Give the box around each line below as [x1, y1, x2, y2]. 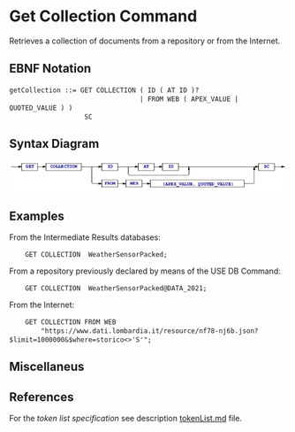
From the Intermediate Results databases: [9, 232, 161, 243]
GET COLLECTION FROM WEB [25, 318, 117, 327]
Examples [9, 208, 64, 223]
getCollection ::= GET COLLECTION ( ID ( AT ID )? [9, 86, 200, 95]
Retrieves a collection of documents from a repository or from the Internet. [9, 35, 281, 46]
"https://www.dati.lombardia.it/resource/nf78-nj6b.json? [41, 327, 259, 336]
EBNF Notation [9, 61, 92, 76]
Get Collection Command [9, 6, 198, 27]
